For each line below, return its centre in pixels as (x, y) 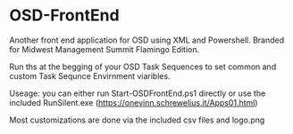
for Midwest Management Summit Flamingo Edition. (104, 49)
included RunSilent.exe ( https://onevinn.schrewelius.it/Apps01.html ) (134, 102)
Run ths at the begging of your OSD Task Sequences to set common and (143, 67)
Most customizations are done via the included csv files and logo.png (137, 120)
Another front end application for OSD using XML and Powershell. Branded (147, 40)
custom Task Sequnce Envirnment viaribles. (90, 75)
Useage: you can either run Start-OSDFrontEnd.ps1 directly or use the (138, 93)
